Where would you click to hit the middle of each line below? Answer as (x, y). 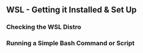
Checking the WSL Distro (44, 27)
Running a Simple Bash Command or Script (70, 43)
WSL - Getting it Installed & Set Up (71, 10)
